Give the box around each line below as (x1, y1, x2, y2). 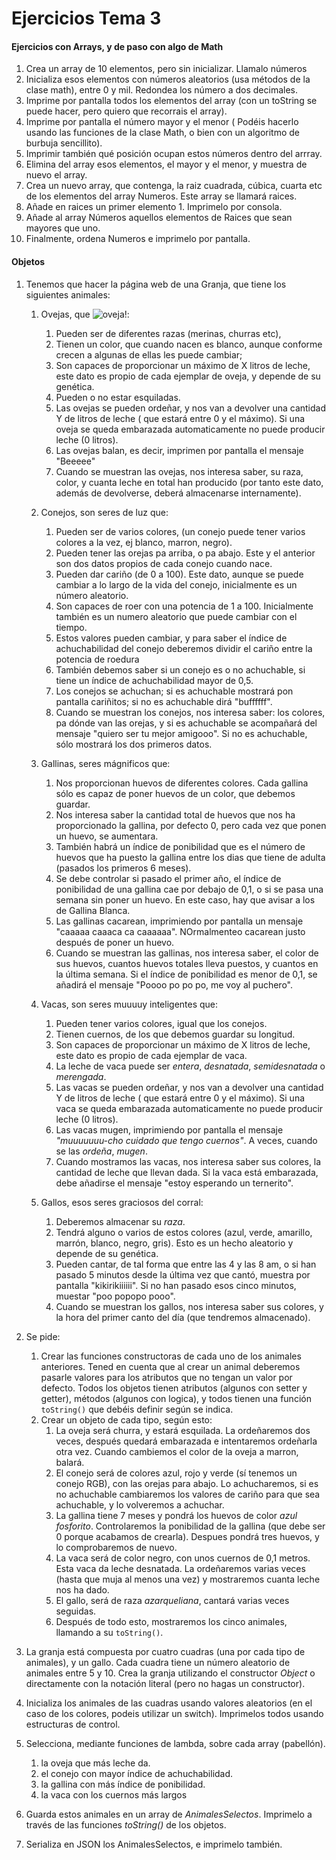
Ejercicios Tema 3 (11, 7, 162, 30)
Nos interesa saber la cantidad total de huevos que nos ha (55, 808, 296, 821)
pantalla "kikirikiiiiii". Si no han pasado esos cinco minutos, (55, 1279, 297, 1291)
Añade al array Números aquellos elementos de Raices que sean (25, 212, 293, 224)
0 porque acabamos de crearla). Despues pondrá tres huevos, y (55, 1530, 320, 1542)
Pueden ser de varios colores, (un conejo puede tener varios (55, 525, 306, 537)
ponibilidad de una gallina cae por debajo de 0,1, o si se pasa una (55, 883, 324, 895)
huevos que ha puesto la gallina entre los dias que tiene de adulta (55, 851, 326, 863)
